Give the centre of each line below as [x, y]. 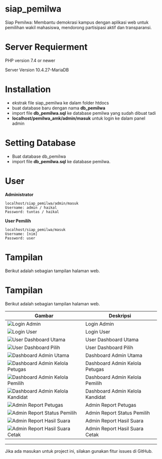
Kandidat [95, 397]
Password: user [20, 238]
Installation [28, 89]
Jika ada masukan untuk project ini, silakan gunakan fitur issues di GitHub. [79, 451]
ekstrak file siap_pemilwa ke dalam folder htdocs [61, 103]
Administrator [19, 194]
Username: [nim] [21, 234]
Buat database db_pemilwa [39, 156]
